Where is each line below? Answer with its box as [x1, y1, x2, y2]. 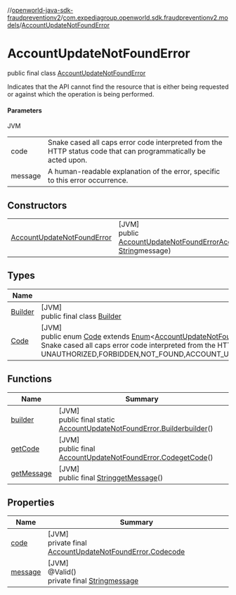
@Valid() [48, 567, 77, 577]
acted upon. [48, 155, 88, 165]
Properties [7, 496, 55, 508]
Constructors [7, 199, 67, 211]
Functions [7, 373, 53, 385]
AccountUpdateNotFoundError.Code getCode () [58, 452, 214, 462]
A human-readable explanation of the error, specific [48, 167, 221, 177]
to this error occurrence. [48, 175, 129, 185]
